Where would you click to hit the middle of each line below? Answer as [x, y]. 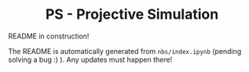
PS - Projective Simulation [132, 14]
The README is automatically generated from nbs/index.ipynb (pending [125, 51]
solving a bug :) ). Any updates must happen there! [90, 59]
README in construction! [49, 36]
